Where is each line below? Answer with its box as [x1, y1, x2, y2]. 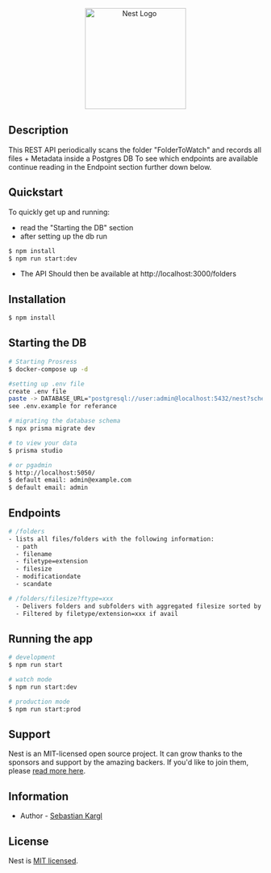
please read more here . [8, 766, 86, 776]
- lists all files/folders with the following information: [8, 534, 215, 543]
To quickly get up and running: [8, 207, 110, 217]
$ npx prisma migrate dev [8, 424, 95, 432]
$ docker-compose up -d [8, 365, 89, 373]
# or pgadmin [8, 461, 52, 469]
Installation [8, 292, 66, 306]
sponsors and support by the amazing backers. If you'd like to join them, [8, 757, 248, 767]
